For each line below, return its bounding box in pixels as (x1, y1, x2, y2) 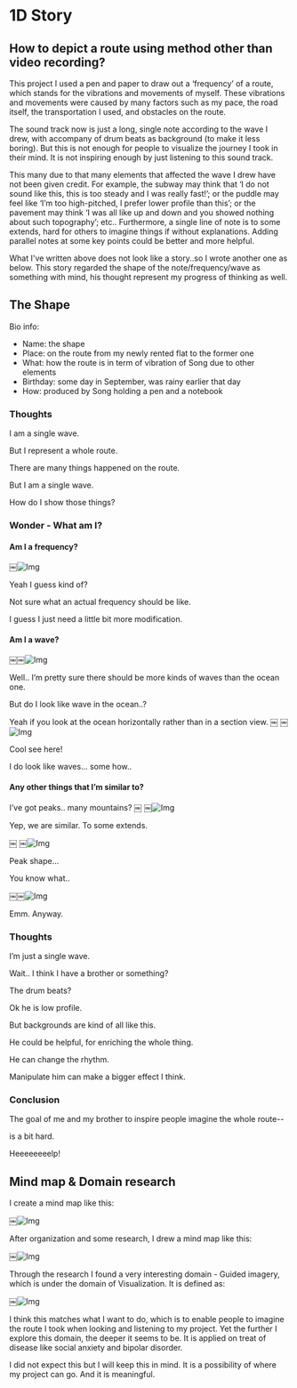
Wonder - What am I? (9, 520, 103, 532)
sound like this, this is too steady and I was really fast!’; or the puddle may (9, 189, 280, 198)
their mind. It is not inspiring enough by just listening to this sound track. (9, 152, 274, 163)
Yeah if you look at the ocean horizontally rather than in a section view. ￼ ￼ (9, 717, 289, 728)
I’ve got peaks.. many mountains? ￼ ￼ (9, 802, 153, 812)
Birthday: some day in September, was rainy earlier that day (21, 375, 242, 387)
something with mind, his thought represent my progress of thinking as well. (9, 272, 288, 282)
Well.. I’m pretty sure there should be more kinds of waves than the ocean (9, 673, 280, 683)
